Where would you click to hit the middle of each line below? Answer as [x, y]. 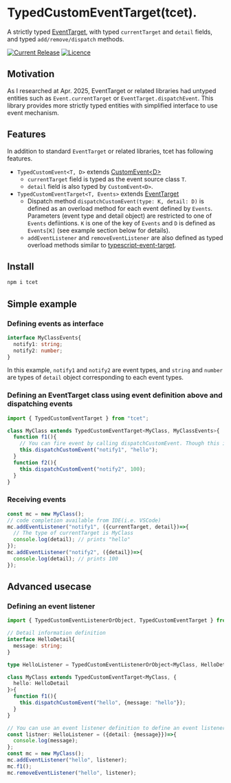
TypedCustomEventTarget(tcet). [102, 13]
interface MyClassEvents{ [44, 338]
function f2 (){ [35, 462]
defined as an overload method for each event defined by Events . [120, 208]
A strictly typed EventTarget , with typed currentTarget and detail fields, [110, 32]
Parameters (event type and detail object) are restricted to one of [119, 216]
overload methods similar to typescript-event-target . [102, 245]
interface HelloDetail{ [41, 640]
